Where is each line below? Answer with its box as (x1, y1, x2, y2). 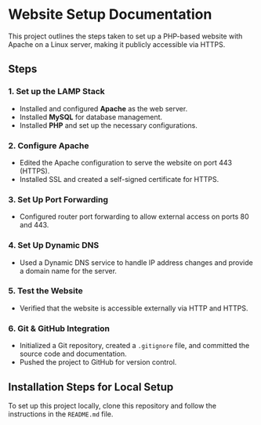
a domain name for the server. (19, 266, 118, 275)
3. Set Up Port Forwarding (8, 194, 108, 205)
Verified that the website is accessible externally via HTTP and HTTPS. (19, 303, 248, 313)
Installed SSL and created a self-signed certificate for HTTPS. (19, 174, 219, 183)
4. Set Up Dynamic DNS (8, 240, 100, 251)
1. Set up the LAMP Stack (8, 86, 105, 97)
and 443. (19, 220, 49, 230)
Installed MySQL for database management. (19, 112, 163, 122)
